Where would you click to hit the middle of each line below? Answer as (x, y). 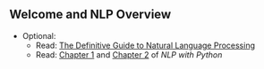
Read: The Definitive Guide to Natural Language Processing (145, 45)
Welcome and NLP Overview (90, 15)
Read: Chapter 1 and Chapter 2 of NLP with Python (129, 54)
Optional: (39, 35)
